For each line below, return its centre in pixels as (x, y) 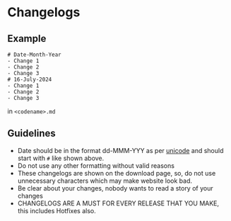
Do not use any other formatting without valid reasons (96, 165)
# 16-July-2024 (30, 79)
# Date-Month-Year (34, 55)
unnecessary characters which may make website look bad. (105, 181)
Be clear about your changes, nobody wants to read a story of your (115, 188)
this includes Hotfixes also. (57, 210)
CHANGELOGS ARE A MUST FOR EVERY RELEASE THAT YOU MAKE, (118, 203)
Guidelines (31, 134)
